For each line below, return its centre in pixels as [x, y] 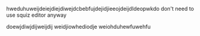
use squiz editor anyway [37, 15]
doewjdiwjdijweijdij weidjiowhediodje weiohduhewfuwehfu [79, 27]
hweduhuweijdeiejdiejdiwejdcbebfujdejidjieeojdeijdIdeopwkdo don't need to [100, 9]
